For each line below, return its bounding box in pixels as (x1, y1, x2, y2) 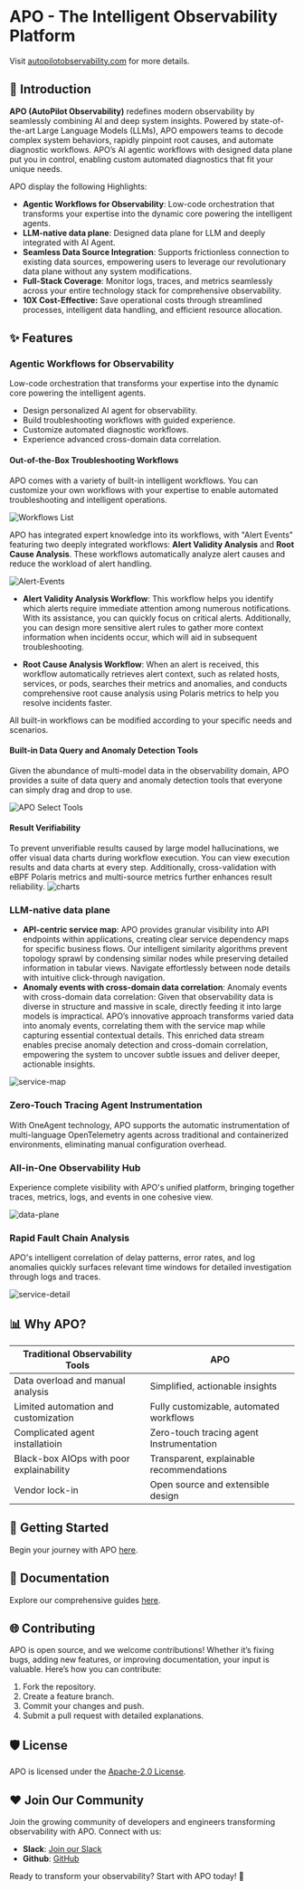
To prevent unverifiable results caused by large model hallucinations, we (9, 843, 280, 854)
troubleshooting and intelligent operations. (9, 494, 167, 505)
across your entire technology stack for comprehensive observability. (22, 285, 282, 296)
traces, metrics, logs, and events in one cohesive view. (9, 1192, 214, 1202)
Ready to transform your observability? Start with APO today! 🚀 (9, 1871, 244, 1882)
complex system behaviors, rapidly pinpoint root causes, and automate (9, 134, 274, 146)
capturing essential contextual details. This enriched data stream (22, 1030, 265, 1041)
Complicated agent (14, 1427, 95, 1439)
